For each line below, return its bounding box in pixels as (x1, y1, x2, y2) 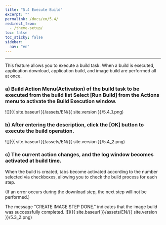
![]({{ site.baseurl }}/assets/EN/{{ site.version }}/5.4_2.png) (5, 139, 125, 145)
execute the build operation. (5, 127, 75, 134)
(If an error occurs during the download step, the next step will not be (5, 189, 147, 195)
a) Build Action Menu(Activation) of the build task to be (5, 85, 140, 92)
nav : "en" (9, 44, 30, 49)
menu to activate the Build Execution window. (5, 98, 117, 105)
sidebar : (5, 40, 23, 45)
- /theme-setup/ (9, 26, 43, 31)
